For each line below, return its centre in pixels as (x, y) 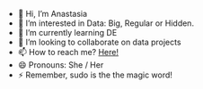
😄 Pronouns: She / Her (61, 65)
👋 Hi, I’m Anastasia (53, 14)
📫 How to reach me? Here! (68, 52)
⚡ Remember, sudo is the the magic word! (95, 75)
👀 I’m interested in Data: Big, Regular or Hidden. (106, 23)
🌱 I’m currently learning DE (67, 32)
